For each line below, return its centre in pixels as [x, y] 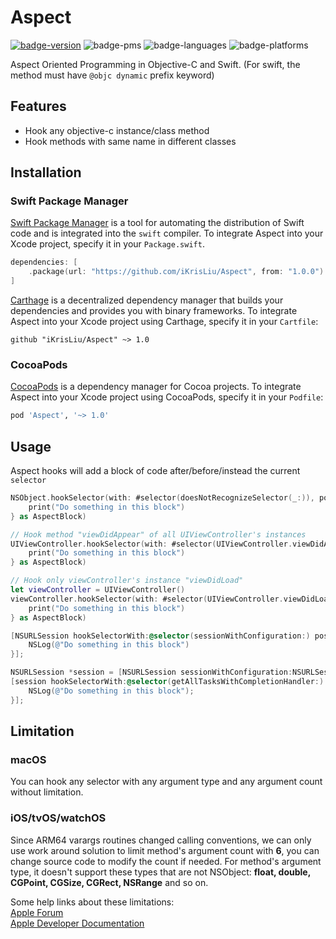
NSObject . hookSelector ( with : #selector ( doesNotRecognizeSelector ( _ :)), [162, 498]
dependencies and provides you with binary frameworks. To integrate [154, 311]
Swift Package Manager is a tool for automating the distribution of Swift [157, 223]
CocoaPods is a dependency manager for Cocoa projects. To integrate [156, 387]
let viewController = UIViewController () [98, 590]
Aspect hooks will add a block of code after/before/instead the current [155, 471]
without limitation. [47, 792]
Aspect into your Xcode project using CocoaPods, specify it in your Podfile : [167, 397]
